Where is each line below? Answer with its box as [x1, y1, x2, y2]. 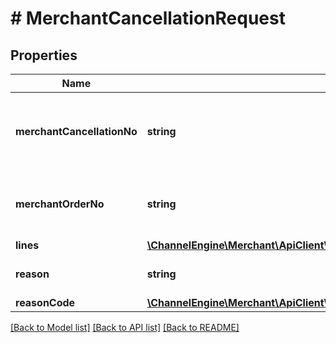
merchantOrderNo [15, 197, 105, 211]
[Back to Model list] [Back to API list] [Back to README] [10, 322, 240, 333]
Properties [10, 47, 78, 64]
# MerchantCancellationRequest [10, 7, 286, 30]
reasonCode [15, 296, 76, 309]
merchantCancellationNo [15, 125, 138, 138]
